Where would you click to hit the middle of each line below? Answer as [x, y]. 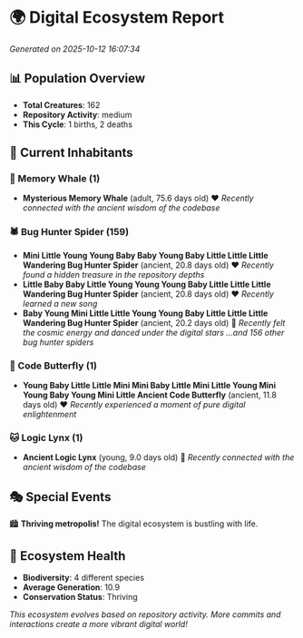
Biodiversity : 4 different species [83, 577]
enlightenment [49, 415]
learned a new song [60, 303]
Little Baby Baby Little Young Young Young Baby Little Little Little [147, 284]
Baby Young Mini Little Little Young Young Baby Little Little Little [145, 313]
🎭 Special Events [60, 497]
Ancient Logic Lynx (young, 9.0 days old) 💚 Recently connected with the [158, 457]
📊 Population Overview [78, 79]
